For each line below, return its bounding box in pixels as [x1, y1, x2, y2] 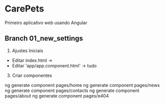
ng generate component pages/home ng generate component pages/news [5, 82, 160, 88]
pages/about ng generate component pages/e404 [5, 92, 109, 98]
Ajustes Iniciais [12, 47, 43, 53]
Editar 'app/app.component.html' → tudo [12, 62, 97, 68]
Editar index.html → [12, 57, 53, 63]
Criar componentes [12, 72, 52, 78]
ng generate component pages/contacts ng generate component [5, 87, 139, 93]
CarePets [5, 3, 44, 15]
